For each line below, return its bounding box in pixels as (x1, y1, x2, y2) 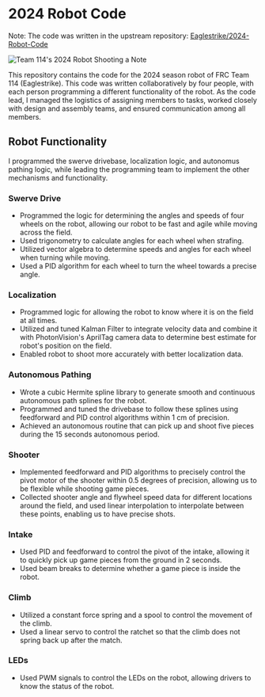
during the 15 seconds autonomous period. (19, 429, 160, 439)
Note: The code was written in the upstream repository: (8, 31, 189, 40)
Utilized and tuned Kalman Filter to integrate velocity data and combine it (19, 324, 258, 333)
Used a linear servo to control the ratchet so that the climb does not (19, 627, 240, 636)
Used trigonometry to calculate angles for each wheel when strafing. (19, 236, 244, 246)
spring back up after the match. (19, 635, 123, 645)
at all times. (19, 316, 58, 326)
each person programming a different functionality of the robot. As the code (8, 86, 256, 96)
